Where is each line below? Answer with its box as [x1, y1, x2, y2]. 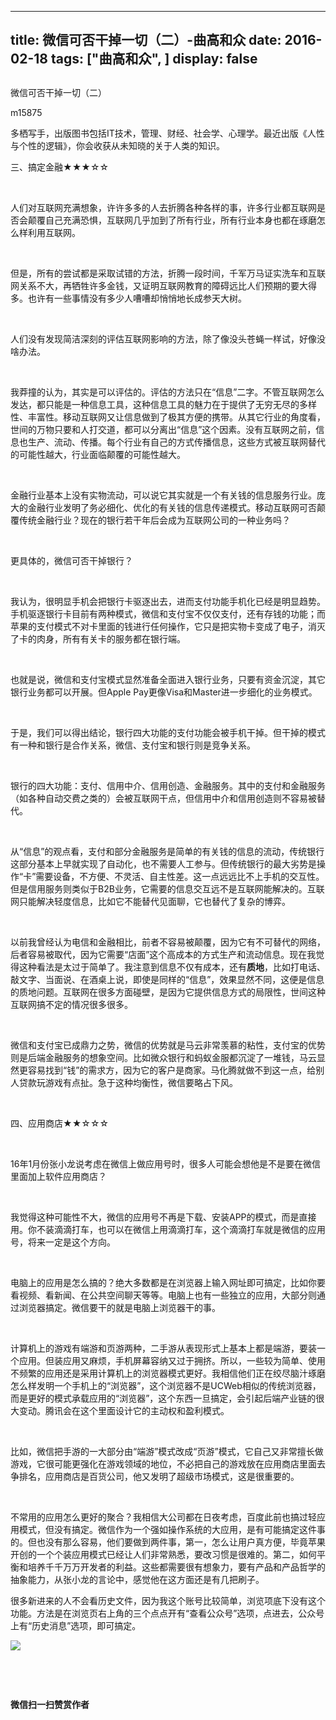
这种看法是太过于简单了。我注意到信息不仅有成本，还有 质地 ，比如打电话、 [18, 961, 326, 973]
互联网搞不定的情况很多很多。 [10, 998, 133, 1010]
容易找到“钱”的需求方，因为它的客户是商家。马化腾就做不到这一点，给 [27, 1064, 317, 1076]
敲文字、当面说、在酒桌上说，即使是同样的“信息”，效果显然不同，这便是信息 [10, 973, 325, 985]
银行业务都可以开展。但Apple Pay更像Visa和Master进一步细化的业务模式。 [10, 686, 318, 698]
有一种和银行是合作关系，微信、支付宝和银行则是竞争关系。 [10, 739, 256, 751]
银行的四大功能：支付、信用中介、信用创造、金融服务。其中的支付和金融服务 [10, 779, 326, 791]
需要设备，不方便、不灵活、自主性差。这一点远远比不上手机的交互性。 [35, 870, 325, 882]
